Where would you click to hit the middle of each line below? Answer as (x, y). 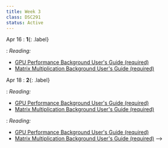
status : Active (25, 22)
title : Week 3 (24, 12)
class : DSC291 (24, 17)
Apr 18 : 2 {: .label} (28, 80)
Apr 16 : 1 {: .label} (28, 40)
